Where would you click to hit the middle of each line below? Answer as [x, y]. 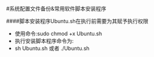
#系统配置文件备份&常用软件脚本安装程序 [56, 9]
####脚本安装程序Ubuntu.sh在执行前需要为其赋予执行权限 [77, 21]
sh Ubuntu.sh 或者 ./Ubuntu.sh [52, 48]
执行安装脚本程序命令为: [44, 41]
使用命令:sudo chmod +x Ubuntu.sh [58, 33]
